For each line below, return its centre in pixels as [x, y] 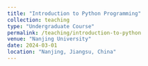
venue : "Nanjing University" [49, 39]
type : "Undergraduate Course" [51, 26]
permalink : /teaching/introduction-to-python [74, 33]
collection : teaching [39, 20]
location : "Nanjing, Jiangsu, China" [62, 52]
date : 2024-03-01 [32, 45]
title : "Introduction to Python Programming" [74, 13]
